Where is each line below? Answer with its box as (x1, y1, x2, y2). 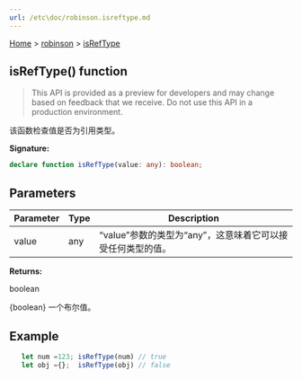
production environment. (31, 107, 123, 118)
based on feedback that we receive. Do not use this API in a (31, 97, 253, 108)
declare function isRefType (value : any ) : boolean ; (9, 161, 203, 170)
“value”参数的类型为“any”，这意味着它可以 (98, 229, 280, 242)
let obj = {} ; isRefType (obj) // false (21, 360, 171, 369)
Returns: (9, 266, 43, 277)
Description (167, 212, 220, 225)
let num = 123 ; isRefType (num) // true (21, 352, 167, 361)
